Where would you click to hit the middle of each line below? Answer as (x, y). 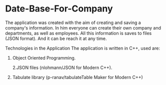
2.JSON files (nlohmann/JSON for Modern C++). (62, 67)
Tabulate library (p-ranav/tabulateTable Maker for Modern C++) (78, 77)
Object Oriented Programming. (44, 57)
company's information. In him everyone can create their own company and (83, 27)
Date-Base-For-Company (59, 9)
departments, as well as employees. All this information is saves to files (78, 33)
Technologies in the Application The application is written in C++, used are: (82, 48)
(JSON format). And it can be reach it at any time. (56, 38)
